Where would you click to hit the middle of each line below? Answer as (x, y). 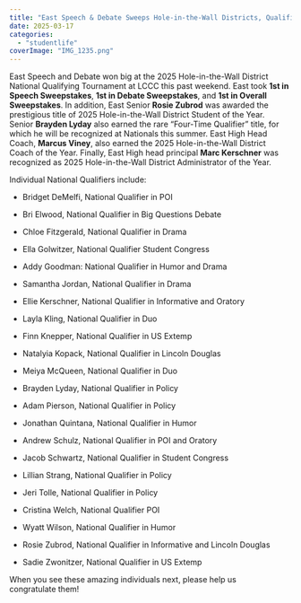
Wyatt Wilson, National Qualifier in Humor (99, 528)
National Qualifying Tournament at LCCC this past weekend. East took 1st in (149, 86)
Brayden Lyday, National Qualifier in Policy (100, 389)
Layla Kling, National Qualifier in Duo (90, 319)
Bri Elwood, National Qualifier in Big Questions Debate (122, 214)
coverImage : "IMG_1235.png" (62, 51)
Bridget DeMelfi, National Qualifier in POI (97, 197)
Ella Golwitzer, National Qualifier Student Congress (116, 249)
